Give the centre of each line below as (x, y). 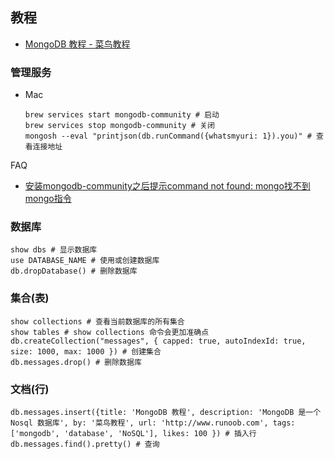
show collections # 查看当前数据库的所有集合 (97, 321)
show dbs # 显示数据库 (54, 250)
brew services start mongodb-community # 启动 (122, 115)
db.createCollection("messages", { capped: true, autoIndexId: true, (158, 341)
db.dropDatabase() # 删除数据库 (74, 271)
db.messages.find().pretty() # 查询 (85, 444)
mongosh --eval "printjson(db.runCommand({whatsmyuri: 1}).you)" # (168, 136)
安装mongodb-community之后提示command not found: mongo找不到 (167, 186)
